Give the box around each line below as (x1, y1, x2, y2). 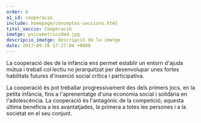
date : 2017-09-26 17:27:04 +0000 (6, 43, 91, 49)
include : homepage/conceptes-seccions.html (6, 20, 118, 26)
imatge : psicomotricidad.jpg (6, 32, 80, 38)
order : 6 (6, 8, 29, 15)
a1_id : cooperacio (6, 15, 53, 21)
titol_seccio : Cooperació (6, 25, 72, 32)
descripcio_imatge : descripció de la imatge (6, 37, 121, 43)
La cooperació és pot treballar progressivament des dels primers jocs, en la (6, 84, 196, 91)
